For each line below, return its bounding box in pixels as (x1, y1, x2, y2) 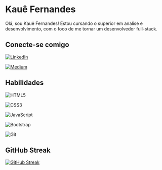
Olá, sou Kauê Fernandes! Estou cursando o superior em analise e (5, 20, 143, 26)
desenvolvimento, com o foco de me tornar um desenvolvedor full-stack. (5, 25, 158, 31)
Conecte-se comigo (5, 41, 69, 49)
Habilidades (5, 79, 44, 87)
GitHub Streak (5, 146, 51, 154)
